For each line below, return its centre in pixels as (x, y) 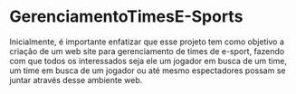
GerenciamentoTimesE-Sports (126, 17)
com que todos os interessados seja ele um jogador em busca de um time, (148, 61)
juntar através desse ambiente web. (76, 80)
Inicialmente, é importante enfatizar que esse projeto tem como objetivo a (147, 42)
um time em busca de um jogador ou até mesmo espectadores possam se (148, 70)
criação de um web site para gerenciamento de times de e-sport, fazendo (147, 51)
